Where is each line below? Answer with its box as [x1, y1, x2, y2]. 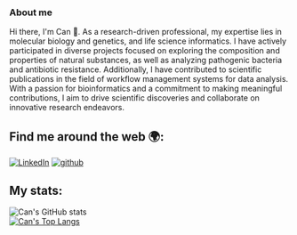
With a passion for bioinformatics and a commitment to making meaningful [9, 83, 283, 94]
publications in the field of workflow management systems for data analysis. [9, 74, 289, 85]
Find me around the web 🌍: [9, 129, 165, 144]
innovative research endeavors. [9, 102, 125, 113]
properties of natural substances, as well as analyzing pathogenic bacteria [9, 55, 283, 66]
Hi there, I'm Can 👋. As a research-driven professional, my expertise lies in [9, 27, 283, 37]
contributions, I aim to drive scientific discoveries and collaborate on [9, 93, 261, 103]
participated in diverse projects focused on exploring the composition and [9, 45, 280, 56]
